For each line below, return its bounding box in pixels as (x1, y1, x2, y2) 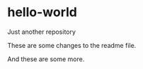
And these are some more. (7, 54, 85, 63)
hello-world (7, 4, 78, 20)
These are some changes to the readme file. (7, 41, 137, 49)
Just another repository (7, 27, 76, 36)
